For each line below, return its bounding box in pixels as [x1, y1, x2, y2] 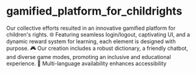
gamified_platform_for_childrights [6, 4, 183, 18]
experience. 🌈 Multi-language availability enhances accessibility [6, 60, 167, 67]
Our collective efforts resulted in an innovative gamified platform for [6, 24, 176, 32]
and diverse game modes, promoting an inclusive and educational [6, 53, 171, 60]
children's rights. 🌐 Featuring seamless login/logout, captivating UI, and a [6, 30, 190, 38]
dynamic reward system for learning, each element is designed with [6, 38, 176, 45]
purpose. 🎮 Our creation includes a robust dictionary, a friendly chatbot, [6, 44, 188, 52]
